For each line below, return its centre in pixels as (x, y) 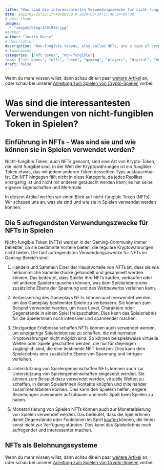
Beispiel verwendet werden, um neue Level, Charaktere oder (73, 308)
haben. (19, 399)
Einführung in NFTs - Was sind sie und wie (71, 142)
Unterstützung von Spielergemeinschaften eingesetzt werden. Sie (78, 374)
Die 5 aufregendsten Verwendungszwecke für (77, 223)
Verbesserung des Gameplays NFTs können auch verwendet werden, (82, 297)
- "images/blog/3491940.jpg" (39, 28)
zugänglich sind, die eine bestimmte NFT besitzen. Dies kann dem (79, 349)
